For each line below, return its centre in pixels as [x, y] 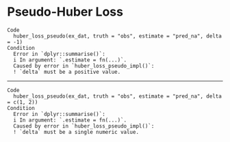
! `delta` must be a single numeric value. [76, 132]
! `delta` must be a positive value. [67, 72]
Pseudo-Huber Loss [65, 12]
